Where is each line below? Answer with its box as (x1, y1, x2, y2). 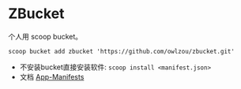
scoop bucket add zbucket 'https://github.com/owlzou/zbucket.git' (8, 47, 235, 55)
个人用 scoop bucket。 (8, 32, 83, 41)
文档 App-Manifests (19, 72, 85, 81)
